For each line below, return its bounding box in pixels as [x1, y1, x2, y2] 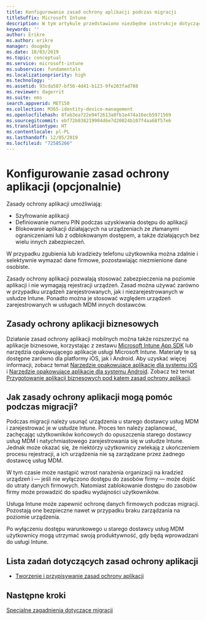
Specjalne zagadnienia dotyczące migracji [6, 606, 113, 614]
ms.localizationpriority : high [6, 72, 86, 78]
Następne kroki [6, 590, 66, 600]
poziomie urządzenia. [6, 513, 61, 521]
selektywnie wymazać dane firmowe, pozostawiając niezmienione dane [6, 256, 188, 264]
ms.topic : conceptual [6, 55, 62, 61]
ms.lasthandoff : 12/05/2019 [6, 134, 78, 141]
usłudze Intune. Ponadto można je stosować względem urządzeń [6, 294, 171, 301]
